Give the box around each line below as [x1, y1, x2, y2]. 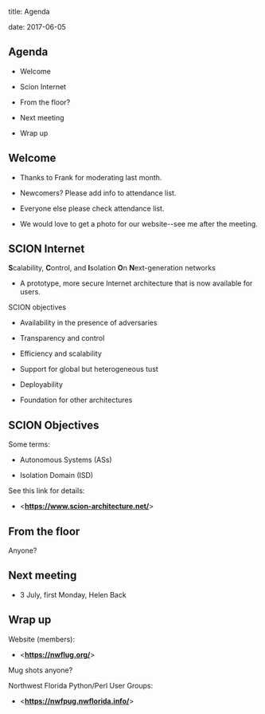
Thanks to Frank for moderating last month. [19, 172, 162, 182]
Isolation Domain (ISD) [19, 471, 94, 480]
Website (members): [8, 634, 76, 644]
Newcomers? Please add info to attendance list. [19, 187, 177, 198]
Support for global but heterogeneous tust [19, 365, 159, 374]
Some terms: [8, 440, 50, 449]
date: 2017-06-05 [8, 22, 66, 31]
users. [19, 287, 41, 297]
